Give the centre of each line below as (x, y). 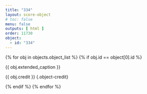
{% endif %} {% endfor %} (33, 86)
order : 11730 (19, 33)
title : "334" (19, 10)
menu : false (18, 24)
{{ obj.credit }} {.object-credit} (37, 77)
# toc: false (19, 19)
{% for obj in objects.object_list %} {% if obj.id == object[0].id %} (74, 57)
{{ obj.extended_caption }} (33, 67)
